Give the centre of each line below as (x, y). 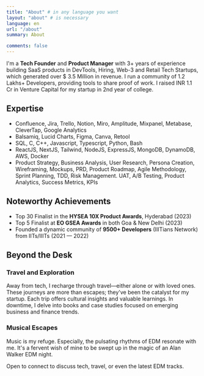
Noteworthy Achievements (59, 201)
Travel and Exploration (40, 272)
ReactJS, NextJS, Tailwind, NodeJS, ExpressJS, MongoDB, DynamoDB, (105, 149)
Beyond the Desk (39, 255)
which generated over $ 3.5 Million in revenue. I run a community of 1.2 (96, 76)
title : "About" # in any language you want (63, 12)
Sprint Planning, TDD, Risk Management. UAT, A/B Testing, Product (100, 175)
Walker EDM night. (30, 354)
